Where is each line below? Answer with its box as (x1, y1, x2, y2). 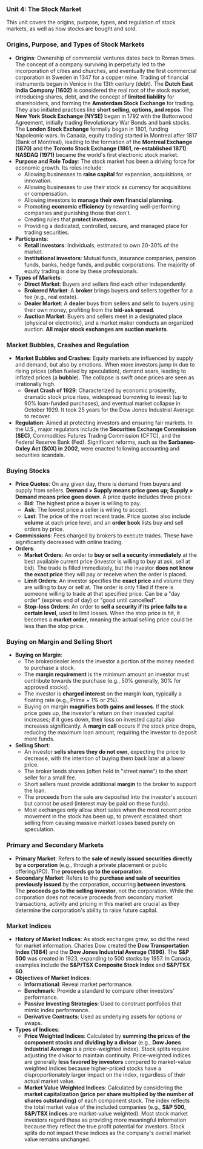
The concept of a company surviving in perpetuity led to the (15, 60, 165, 68)
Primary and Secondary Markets (6, 841, 104, 849)
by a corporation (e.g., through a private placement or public (15, 861, 168, 868)
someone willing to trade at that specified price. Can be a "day (24, 590, 181, 598)
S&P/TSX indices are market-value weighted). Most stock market (24, 1110, 188, 1117)
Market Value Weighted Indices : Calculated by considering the (24, 1084, 183, 1091)
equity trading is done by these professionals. (24, 267, 139, 275)
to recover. (24, 412, 52, 419)
